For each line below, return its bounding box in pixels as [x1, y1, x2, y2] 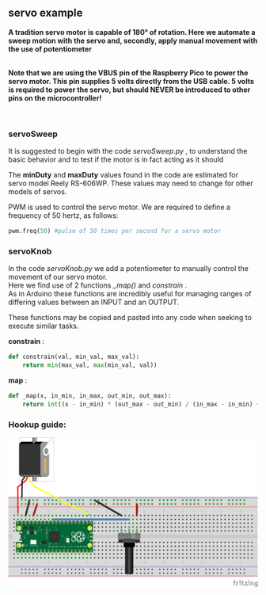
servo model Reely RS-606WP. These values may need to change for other [8, 178, 253, 189]
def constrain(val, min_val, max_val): [8, 353, 140, 361]
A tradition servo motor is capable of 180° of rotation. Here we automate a [8, 27, 256, 36]
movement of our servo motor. [8, 273, 108, 282]
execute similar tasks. [8, 321, 79, 331]
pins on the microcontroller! [8, 93, 102, 102]
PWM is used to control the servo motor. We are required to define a [8, 202, 231, 212]
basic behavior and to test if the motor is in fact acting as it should [8, 154, 224, 165]
